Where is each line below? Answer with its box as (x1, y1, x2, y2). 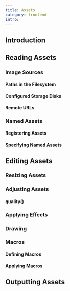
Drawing (5, 225, 27, 232)
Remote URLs (5, 104, 35, 110)
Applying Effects (5, 211, 48, 218)
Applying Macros (5, 263, 43, 269)
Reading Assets (5, 53, 57, 62)
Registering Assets (5, 130, 47, 136)
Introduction (5, 36, 46, 44)
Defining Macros (5, 251, 42, 257)
